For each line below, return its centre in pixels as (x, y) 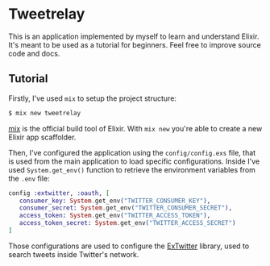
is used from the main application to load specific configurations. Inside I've (134, 161)
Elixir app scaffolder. (42, 137)
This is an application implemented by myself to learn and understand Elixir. (134, 36)
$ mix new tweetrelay (45, 113)
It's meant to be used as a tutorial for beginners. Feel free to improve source (135, 44)
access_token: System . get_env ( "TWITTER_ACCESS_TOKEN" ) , (115, 216)
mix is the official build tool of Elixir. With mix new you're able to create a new (135, 128)
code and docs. (34, 53)
